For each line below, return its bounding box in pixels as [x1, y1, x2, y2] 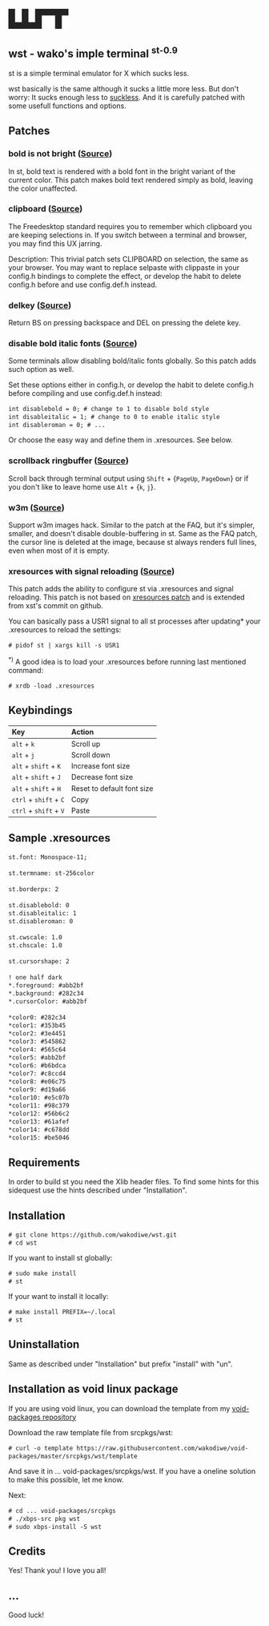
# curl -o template [8, 1444, 74, 1452]
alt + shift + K [11, 761, 62, 770]
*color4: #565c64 [8, 1046, 66, 1054]
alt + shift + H [11, 783, 62, 793]
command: [8, 665, 44, 675]
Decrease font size [70, 773, 134, 782]
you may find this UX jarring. [8, 238, 102, 248]
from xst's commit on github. [8, 601, 104, 611]
